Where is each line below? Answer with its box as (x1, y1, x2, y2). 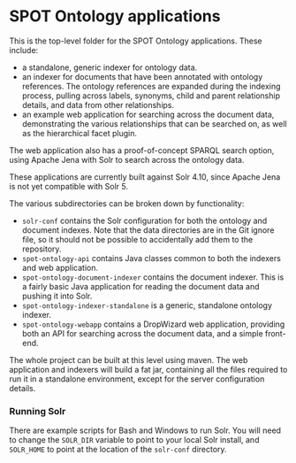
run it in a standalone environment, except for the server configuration (9, 374, 265, 384)
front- (264, 328, 286, 338)
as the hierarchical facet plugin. (21, 127, 137, 138)
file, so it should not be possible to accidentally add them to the (21, 234, 254, 244)
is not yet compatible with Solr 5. (9, 181, 129, 191)
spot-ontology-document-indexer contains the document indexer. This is (21, 272, 285, 282)
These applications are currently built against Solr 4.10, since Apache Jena (9, 171, 281, 182)
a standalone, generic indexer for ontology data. (21, 62, 198, 73)
